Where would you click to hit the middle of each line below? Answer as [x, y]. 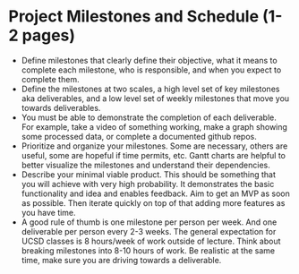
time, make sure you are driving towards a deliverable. [121, 260]
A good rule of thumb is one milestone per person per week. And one [149, 222]
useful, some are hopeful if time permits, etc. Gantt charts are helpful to [153, 155]
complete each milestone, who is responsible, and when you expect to [151, 70]
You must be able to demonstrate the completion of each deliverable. [149, 117]
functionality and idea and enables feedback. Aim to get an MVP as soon [155, 193]
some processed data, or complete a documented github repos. [139, 136]
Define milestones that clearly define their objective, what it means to [149, 60]
